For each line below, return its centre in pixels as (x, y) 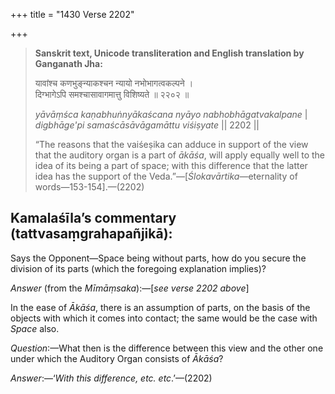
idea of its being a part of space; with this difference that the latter (171, 165)
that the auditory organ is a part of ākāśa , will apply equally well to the (180, 155)
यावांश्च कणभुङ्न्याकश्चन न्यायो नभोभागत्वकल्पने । (114, 83)
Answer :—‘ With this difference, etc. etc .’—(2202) (111, 378)
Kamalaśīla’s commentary (93, 218)
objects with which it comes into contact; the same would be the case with (164, 318)
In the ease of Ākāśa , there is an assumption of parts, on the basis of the (160, 307)
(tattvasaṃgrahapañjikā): (91, 234)
